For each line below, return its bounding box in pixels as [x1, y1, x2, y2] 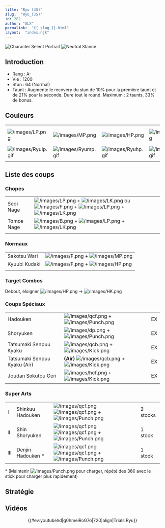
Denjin [16, 446, 31, 453]
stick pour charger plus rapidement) [5, 473, 78, 479]
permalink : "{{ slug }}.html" [5, 26, 69, 31]
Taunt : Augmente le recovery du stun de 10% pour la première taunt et [12, 87, 156, 93]
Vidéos [5, 504, 27, 513]
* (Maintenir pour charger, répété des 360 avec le [5, 468, 151, 474]
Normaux [5, 240, 28, 247]
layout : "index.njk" [5, 30, 50, 35]
